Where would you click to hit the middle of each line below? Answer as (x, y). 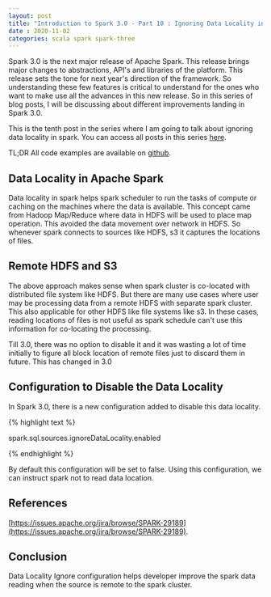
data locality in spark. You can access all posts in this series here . (118, 138)
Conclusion (38, 556)
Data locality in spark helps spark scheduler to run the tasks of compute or (133, 198)
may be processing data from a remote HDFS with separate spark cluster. (130, 303)
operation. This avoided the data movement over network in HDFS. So (125, 224)
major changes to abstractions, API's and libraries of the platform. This (126, 70)
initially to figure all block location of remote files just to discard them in (127, 353)
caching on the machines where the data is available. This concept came (129, 206)
